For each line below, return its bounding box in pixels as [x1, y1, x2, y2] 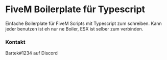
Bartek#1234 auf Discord [5, 50, 58, 56]
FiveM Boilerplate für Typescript [5, 4, 146, 15]
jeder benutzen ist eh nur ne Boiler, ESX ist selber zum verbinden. [5, 25, 144, 32]
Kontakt [5, 38, 26, 45]
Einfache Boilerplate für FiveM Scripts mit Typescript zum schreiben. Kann [5, 20, 162, 26]
